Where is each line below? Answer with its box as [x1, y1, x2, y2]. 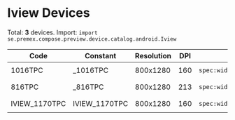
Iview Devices [7, 5, 90, 21]
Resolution [135, 51, 171, 60]
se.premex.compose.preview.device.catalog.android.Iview [7, 35, 177, 43]
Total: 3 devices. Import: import [7, 28, 98, 36]
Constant [85, 51, 117, 60]
